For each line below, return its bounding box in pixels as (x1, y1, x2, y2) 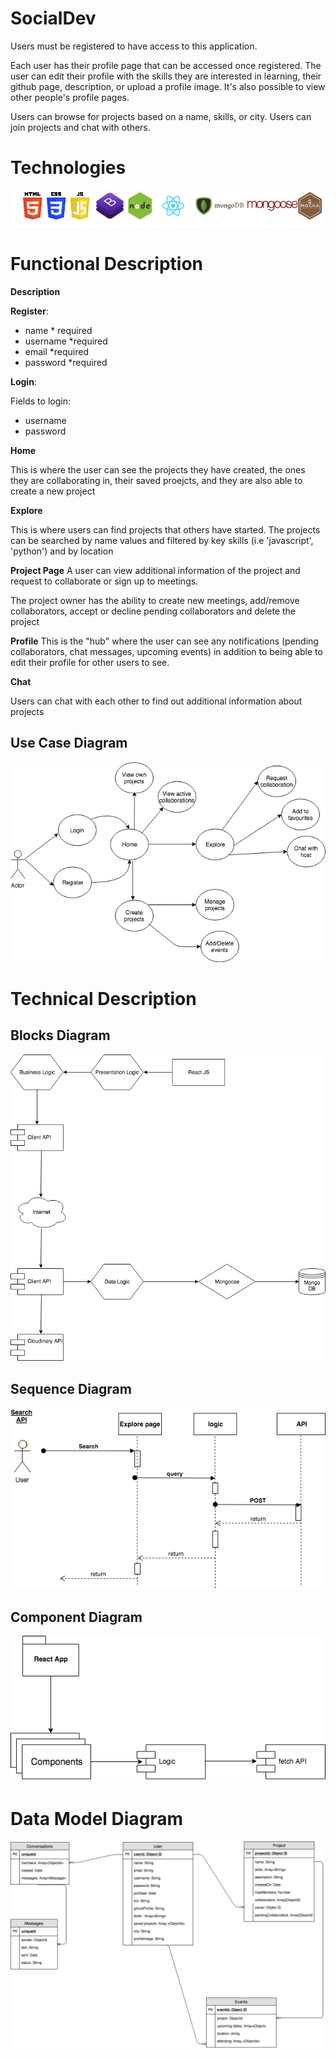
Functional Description (10, 252, 204, 275)
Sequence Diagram (10, 1380, 132, 1397)
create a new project (10, 485, 96, 497)
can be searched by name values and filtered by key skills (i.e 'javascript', (10, 534, 314, 546)
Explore (10, 504, 43, 516)
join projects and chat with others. (10, 121, 151, 133)
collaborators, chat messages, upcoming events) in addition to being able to (10, 645, 323, 657)
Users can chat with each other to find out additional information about (10, 695, 303, 707)
